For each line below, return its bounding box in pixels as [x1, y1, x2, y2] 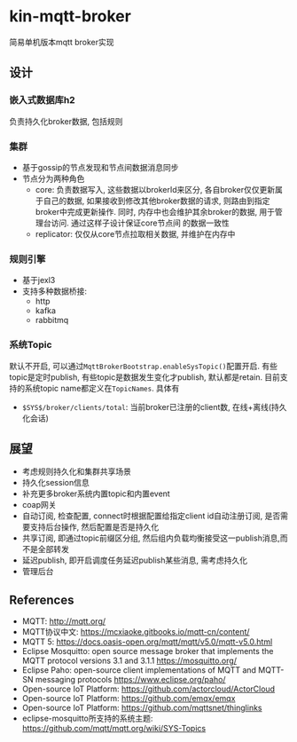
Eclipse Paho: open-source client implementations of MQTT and [21, 665, 257, 675]
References [9, 592, 74, 607]
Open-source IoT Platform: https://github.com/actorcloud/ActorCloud [21, 683, 276, 694]
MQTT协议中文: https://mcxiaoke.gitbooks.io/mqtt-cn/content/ [21, 627, 250, 637]
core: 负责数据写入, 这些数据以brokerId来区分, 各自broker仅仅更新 [35, 184, 276, 194]
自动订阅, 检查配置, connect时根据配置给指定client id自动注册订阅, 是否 [21, 510, 281, 521]
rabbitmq [35, 315, 69, 326]
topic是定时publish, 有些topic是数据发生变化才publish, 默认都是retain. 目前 [9, 371, 281, 383]
